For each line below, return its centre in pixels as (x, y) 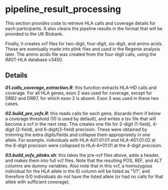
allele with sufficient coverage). (38, 181)
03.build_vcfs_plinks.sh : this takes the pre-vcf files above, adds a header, (82, 155)
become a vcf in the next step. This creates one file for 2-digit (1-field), (78, 124)
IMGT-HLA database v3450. (34, 59)
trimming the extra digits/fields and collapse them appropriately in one (78, 135)
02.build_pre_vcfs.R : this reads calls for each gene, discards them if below (83, 113)
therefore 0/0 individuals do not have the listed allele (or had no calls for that (84, 176)
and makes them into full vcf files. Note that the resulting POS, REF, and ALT (84, 160)
